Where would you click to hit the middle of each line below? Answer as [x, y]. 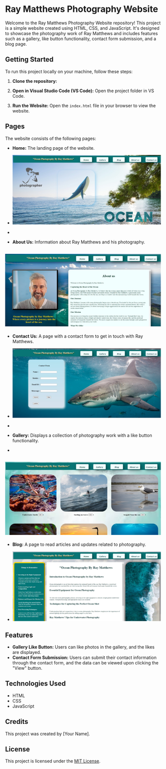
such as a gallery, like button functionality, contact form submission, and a [81, 39]
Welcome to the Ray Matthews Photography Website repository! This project [83, 23]
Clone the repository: [35, 81]
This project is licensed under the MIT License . [53, 761]
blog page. [16, 44]
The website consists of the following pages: [51, 138]
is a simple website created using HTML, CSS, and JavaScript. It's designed [82, 28]
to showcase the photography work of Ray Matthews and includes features [82, 33]
